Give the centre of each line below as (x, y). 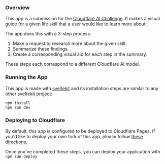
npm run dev (18, 107)
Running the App (26, 77)
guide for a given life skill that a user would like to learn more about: (76, 24)
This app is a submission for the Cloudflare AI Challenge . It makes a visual (83, 19)
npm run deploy (21, 156)
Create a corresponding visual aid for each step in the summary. (80, 54)
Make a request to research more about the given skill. (70, 44)
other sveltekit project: (29, 94)
